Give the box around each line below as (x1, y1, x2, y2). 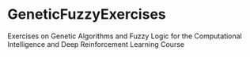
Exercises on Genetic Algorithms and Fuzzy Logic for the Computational (7, 31, 242, 41)
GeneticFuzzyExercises (7, 5, 167, 23)
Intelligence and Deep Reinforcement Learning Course (7, 39, 185, 48)
